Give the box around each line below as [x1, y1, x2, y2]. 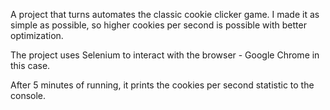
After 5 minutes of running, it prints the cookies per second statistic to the [10, 79, 315, 91]
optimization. [10, 30, 64, 41]
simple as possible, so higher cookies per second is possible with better [10, 19, 307, 31]
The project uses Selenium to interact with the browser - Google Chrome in [10, 49, 320, 61]
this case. [10, 60, 51, 71]
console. [10, 90, 47, 101]
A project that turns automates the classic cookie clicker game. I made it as [10, 9, 320, 20]
